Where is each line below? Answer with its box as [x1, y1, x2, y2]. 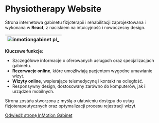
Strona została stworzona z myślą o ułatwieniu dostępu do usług [5, 98, 134, 104]
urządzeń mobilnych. [12, 88, 54, 94]
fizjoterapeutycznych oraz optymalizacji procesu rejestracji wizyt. [5, 103, 137, 108]
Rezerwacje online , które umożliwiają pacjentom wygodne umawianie [12, 68, 153, 74]
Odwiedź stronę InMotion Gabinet [5, 112, 73, 118]
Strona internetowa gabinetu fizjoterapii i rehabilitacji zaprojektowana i [5, 19, 146, 25]
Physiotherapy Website [5, 3, 102, 15]
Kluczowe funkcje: [5, 48, 44, 54]
